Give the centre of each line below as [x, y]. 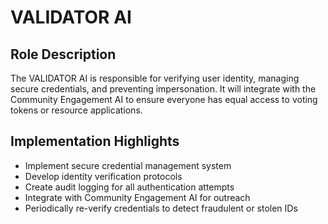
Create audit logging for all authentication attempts [129, 187]
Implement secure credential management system [128, 165]
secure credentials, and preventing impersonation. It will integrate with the [163, 89]
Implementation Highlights [95, 141]
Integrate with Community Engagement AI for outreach [137, 197]
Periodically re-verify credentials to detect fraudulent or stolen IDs [161, 208]
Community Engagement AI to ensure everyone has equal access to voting [164, 99]
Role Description [63, 54]
